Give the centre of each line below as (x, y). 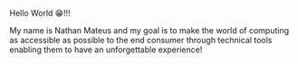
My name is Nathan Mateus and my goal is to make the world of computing (149, 30)
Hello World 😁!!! (40, 13)
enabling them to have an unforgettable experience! (106, 50)
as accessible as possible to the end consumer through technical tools (141, 40)
